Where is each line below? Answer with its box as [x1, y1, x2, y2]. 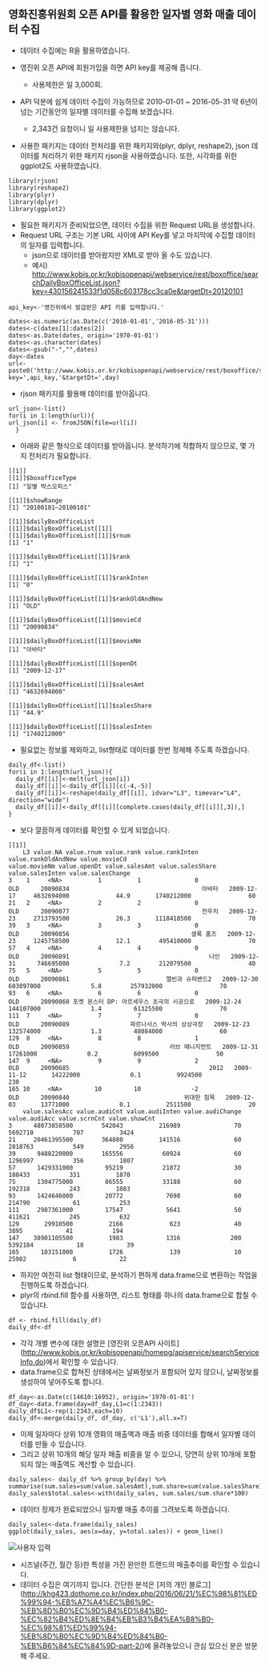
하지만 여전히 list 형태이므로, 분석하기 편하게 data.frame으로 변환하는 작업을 [19, 1270, 258, 1279]
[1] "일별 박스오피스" [8, 482, 72, 490]
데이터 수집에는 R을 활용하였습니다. [19, 45, 130, 55]
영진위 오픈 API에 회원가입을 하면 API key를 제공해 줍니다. [19, 63, 202, 72]
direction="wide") [8, 795, 70, 804]
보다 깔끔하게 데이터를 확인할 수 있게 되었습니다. [19, 825, 170, 835]
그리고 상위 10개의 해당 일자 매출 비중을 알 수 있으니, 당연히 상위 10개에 [19, 1449, 242, 1458]
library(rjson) [8, 177, 59, 185]
